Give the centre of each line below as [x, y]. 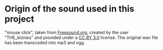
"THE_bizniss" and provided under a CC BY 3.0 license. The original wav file [81, 37]
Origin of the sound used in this [70, 9]
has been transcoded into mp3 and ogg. [45, 42]
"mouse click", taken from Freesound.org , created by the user [67, 32]
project [20, 19]
